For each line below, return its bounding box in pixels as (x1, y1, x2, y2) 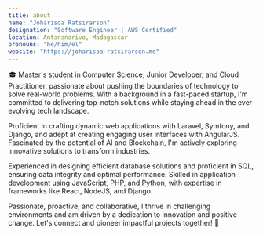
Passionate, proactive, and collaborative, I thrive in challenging (8, 201, 211, 211)
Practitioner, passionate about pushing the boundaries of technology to (8, 81, 239, 90)
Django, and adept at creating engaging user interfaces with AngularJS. (8, 130, 240, 139)
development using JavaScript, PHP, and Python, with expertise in (8, 178, 222, 187)
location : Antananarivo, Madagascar (8, 33, 128, 42)
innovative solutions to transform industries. (8, 146, 151, 155)
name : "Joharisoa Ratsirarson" (8, 19, 111, 27)
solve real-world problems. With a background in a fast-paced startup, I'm (8, 89, 249, 99)
